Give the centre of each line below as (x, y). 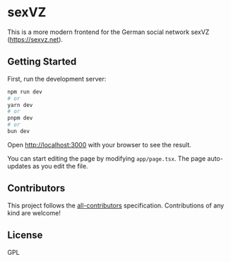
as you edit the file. (60, 166)
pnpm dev (20, 118)
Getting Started (42, 62)
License (25, 235)
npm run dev (25, 92)
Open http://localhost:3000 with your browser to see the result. (100, 144)
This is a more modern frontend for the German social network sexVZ (108, 32)
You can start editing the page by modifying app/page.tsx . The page (107, 158)
